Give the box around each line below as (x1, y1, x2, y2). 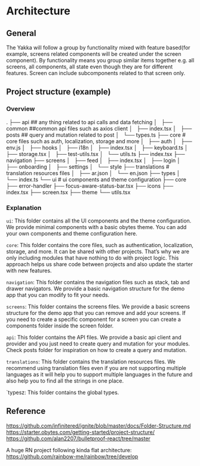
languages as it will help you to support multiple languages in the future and (6, 371, 193, 378)
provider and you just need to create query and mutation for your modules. (6, 340, 190, 347)
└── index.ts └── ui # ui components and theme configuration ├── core (6, 176, 187, 183)
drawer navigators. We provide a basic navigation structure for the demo (6, 285, 185, 292)
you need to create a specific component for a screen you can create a (6, 315, 181, 323)
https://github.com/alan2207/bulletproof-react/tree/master (6, 435, 151, 442)
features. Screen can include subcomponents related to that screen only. (6, 70, 186, 76)
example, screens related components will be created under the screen (6, 50, 181, 58)
